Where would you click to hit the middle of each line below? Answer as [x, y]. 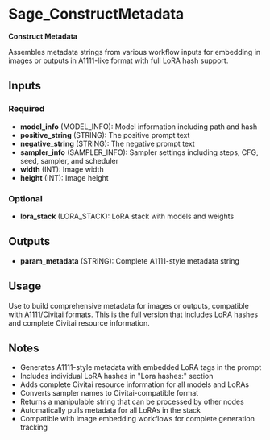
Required [27, 109]
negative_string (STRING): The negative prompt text [107, 143]
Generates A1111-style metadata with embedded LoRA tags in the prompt [141, 367]
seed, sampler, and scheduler [69, 160]
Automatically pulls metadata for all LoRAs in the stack [110, 410]
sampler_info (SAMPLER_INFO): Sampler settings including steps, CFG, [139, 152]
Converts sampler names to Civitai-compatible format [109, 393]
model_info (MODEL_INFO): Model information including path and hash [139, 127]
